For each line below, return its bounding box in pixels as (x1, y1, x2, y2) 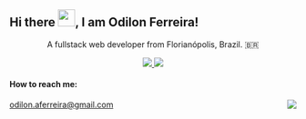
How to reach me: (9, 79, 77, 90)
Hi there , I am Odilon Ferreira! (9, 15, 199, 30)
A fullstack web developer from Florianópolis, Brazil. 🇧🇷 (46, 38, 260, 50)
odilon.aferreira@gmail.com (9, 99, 114, 110)
